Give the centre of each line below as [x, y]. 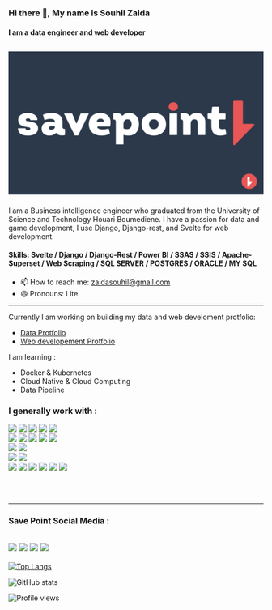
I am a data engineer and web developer [77, 32]
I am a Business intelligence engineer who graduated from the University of [134, 211]
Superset [24, 263]
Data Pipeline [42, 390]
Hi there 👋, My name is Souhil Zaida [79, 13]
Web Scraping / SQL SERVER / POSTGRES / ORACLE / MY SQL [151, 263]
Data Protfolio [43, 333]
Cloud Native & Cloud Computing [75, 382]
